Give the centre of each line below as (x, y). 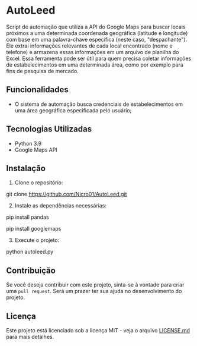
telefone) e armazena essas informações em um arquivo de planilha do (93, 52)
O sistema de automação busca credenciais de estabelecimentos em (99, 104)
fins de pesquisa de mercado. (42, 71)
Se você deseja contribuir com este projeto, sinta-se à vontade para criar (95, 285)
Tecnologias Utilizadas (49, 129)
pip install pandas (28, 217)
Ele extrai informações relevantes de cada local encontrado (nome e (89, 46)
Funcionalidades (38, 90)
